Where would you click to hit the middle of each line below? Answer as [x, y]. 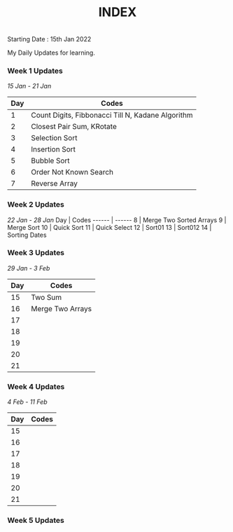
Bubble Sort [50, 161]
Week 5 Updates [36, 521]
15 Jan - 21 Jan [29, 86]
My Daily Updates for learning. [51, 53]
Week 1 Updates [35, 71]
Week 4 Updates [36, 386]
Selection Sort [54, 138]
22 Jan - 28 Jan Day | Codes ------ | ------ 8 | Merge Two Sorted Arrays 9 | [117, 220]
